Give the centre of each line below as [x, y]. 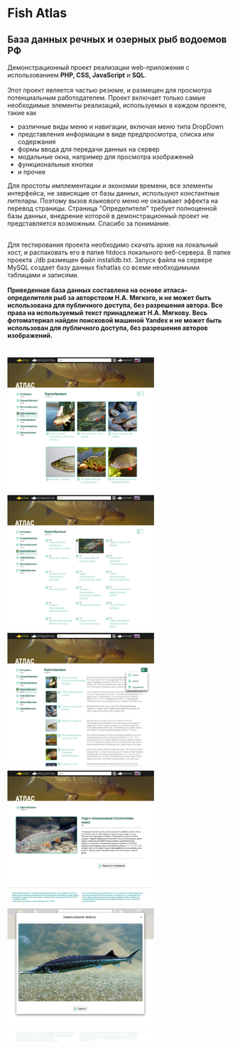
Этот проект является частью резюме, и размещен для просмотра [109, 90]
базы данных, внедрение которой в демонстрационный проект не [108, 216]
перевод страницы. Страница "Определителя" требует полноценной [112, 208]
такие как [22, 113]
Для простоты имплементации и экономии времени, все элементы [110, 186]
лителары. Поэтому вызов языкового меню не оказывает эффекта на [113, 201]
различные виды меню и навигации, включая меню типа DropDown [120, 127]
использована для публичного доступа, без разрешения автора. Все [115, 305]
